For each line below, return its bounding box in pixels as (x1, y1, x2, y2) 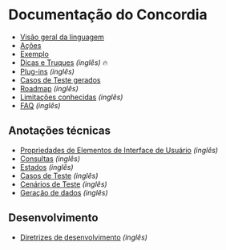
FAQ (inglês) (19, 100, 61, 110)
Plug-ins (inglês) (19, 67, 75, 76)
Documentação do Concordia (8, 6, 208, 24)
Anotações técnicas (8, 124, 111, 138)
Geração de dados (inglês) (19, 187, 108, 197)
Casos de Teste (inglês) (19, 171, 99, 180)
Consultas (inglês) (19, 154, 81, 163)
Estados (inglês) (19, 162, 74, 171)
